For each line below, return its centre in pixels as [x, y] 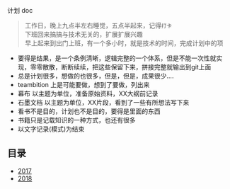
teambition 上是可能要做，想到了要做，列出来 [84, 85]
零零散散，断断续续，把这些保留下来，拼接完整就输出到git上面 [121, 67]
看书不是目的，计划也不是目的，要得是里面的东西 [89, 111]
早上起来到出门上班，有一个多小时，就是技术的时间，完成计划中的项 [124, 43]
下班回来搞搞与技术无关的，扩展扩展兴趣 [84, 34]
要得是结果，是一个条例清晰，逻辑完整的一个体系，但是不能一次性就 [117, 58]
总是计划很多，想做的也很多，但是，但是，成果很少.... [96, 76]
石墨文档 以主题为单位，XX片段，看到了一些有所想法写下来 [103, 102]
